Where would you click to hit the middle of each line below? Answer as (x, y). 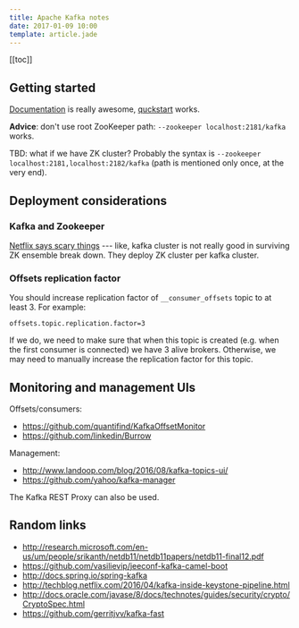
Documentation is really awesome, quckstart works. (105, 109)
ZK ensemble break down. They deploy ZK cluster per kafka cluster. (134, 255)
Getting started (53, 87)
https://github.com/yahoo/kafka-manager (99, 479)
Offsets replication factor (65, 278)
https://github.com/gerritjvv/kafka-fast (93, 613)
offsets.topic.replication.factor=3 (77, 324)
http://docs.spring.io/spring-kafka (85, 575)
